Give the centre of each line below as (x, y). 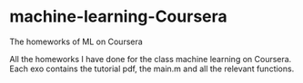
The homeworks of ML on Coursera (76, 41)
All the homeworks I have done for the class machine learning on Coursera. (151, 59)
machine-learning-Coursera (118, 17)
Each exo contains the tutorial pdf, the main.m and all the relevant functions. (152, 69)
